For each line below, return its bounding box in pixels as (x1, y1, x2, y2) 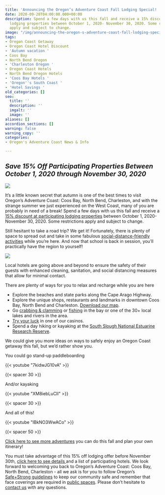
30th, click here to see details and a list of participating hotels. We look (5, 458, 149, 464)
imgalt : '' (9, 108, 32, 113)
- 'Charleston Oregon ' (5, 62, 54, 67)
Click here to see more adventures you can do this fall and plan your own (5, 438, 153, 444)
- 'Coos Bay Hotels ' (5, 76, 50, 81)
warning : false (5, 126, 36, 131)
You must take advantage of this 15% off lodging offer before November (5, 453, 151, 459)
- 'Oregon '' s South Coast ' (5, 80, 63, 85)
